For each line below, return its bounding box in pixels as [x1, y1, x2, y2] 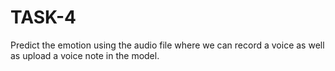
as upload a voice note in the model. [10, 49, 160, 61]
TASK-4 [10, 6, 77, 29]
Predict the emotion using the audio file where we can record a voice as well [10, 39, 325, 51]
